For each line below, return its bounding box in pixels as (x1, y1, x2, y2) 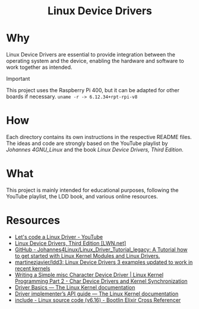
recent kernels (14, 264, 50, 272)
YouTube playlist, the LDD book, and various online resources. (6, 193, 159, 200)
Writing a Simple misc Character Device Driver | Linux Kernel (14, 271, 164, 278)
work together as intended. (6, 64, 72, 71)
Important (6, 75, 30, 83)
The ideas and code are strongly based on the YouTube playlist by (6, 140, 168, 147)
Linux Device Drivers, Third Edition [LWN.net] (14, 239, 127, 247)
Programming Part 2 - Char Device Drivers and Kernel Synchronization (14, 278, 188, 285)
